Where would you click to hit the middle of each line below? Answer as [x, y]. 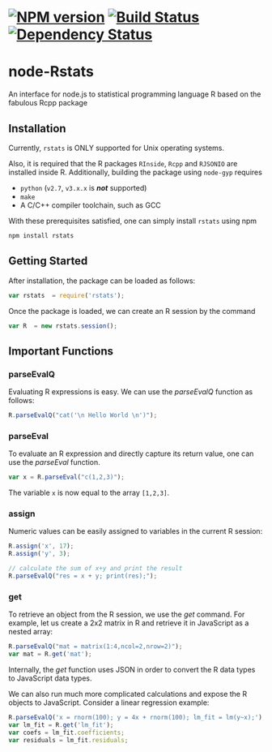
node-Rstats [51, 72]
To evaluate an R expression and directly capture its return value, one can [131, 453]
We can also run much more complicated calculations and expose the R [128, 694]
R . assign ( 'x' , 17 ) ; [41, 546]
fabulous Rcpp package [48, 103]
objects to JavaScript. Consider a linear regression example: [109, 703]
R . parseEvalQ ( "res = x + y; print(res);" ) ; [83, 576]
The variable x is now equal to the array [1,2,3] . [89, 493]
